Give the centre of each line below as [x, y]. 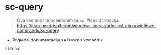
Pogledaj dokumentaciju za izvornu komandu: [57, 40]
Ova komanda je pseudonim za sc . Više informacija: [68, 20]
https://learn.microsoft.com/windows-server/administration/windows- [86, 25]
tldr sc [13, 49]
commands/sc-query [38, 30]
